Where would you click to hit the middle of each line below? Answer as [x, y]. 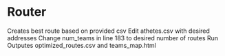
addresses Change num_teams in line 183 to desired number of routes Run [113, 38]
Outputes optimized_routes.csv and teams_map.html [82, 45]
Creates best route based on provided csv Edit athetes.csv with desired [108, 31]
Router [27, 12]
